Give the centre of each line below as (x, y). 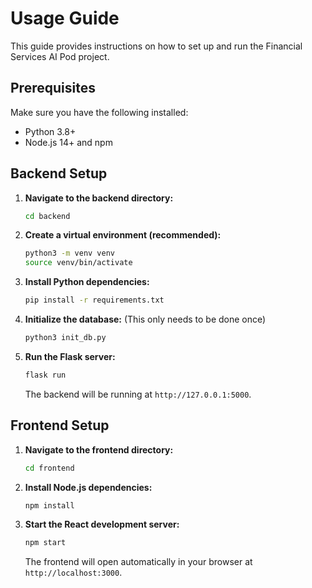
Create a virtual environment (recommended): (123, 235)
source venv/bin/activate (78, 263)
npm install (49, 505)
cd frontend (49, 468)
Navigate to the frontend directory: (99, 449)
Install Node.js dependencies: (88, 487)
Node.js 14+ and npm (68, 142)
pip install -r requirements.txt (94, 300)
